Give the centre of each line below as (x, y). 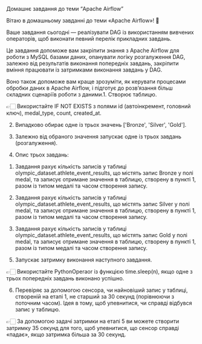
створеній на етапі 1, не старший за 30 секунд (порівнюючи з (94, 296)
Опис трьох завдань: (42, 155)
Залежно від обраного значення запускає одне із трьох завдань (98, 137)
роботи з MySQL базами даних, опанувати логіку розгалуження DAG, (96, 57)
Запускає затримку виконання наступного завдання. (83, 260)
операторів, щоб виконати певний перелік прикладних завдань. (89, 39)
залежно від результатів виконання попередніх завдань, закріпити (93, 63)
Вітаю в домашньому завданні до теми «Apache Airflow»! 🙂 (83, 20)
